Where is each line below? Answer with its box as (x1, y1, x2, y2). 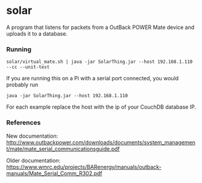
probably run (6, 81, 39, 88)
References (6, 118, 41, 127)
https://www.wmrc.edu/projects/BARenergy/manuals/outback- (6, 163, 162, 170)
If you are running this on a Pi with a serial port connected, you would (6, 75, 179, 82)
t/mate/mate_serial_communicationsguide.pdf (6, 145, 120, 152)
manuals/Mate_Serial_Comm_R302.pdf (6, 170, 103, 177)
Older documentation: (6, 156, 61, 164)
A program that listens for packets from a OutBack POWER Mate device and (6, 24, 195, 31)
